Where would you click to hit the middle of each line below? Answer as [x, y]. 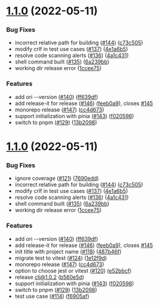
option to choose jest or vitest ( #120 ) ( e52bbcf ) [73, 270]
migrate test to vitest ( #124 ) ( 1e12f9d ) [61, 258]
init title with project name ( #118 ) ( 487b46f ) [68, 251]
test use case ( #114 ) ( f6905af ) [52, 296]
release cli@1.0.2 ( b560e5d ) [50, 277]
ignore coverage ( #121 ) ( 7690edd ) [57, 179]
